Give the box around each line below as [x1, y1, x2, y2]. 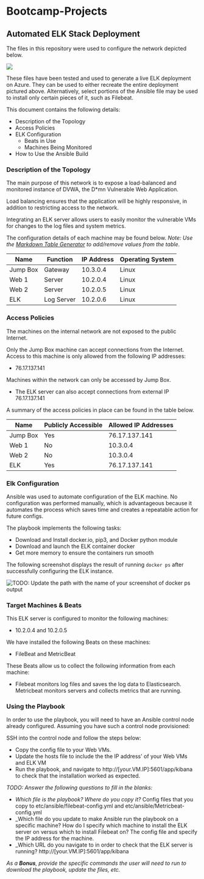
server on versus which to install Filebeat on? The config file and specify [15, 828, 198, 836]
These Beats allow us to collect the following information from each [6, 662, 175, 669]
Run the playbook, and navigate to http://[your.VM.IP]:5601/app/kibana [15, 765, 193, 773]
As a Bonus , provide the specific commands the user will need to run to [6, 859, 187, 867]
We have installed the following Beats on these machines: [6, 638, 151, 646]
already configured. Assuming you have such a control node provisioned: [6, 723, 190, 730]
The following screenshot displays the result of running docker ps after [6, 561, 184, 568]
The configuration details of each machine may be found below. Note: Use [6, 234, 193, 242]
